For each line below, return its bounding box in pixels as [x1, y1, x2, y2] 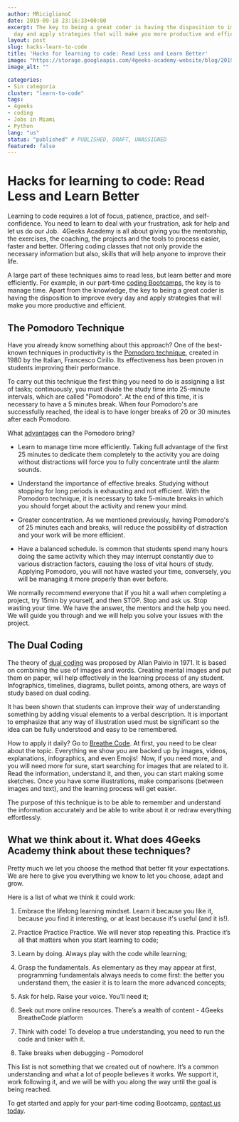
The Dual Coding [7, 639, 83, 651]
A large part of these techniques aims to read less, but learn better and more [7, 271, 232, 280]
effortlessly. [7, 813, 43, 822]
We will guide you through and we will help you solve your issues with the [7, 612, 223, 619]
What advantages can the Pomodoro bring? [7, 429, 135, 437]
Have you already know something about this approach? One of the [7, 341, 206, 349]
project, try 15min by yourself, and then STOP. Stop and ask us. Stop [7, 596, 208, 604]
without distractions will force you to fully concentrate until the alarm [17, 458, 219, 466]
